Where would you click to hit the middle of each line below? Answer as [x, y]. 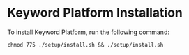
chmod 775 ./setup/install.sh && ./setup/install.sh [85, 45]
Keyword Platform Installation [95, 13]
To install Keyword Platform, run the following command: [88, 32]
